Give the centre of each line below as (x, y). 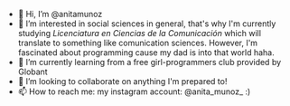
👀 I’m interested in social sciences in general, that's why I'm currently (147, 24)
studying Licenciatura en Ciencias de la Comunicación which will (140, 33)
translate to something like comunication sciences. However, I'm (138, 43)
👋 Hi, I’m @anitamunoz (60, 14)
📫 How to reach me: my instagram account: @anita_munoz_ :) (134, 92)
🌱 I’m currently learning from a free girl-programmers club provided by (150, 62)
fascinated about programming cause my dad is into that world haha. (146, 53)
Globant (33, 72)
